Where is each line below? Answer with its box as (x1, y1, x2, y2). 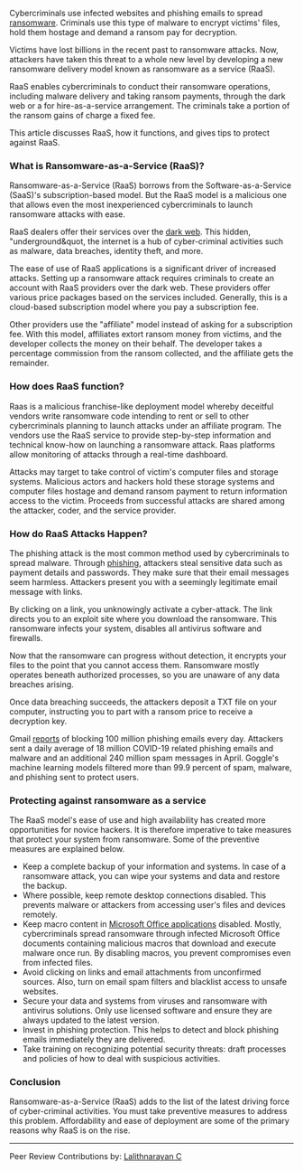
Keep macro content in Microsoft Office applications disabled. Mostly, (22, 919, 282, 930)
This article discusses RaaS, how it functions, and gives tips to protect (9, 127, 271, 138)
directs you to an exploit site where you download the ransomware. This (9, 613, 278, 624)
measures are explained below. (9, 844, 124, 855)
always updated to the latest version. (22, 1015, 160, 1025)
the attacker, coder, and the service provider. (9, 505, 177, 515)
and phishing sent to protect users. (9, 771, 140, 782)
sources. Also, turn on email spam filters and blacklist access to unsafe (22, 977, 288, 987)
